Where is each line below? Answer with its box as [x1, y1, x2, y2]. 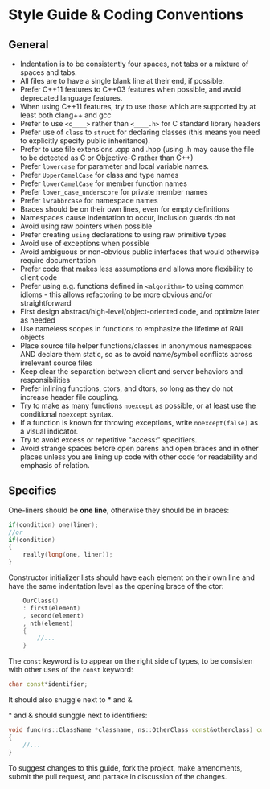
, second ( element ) [22, 611, 84, 620]
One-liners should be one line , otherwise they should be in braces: [8, 505, 230, 515]
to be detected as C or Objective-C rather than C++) [19, 153, 194, 162]
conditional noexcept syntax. [19, 409, 114, 419]
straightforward [19, 298, 72, 307]
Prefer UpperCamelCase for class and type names [19, 171, 179, 179]
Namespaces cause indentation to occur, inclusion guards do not [19, 213, 235, 222]
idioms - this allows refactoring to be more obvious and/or [19, 290, 213, 299]
